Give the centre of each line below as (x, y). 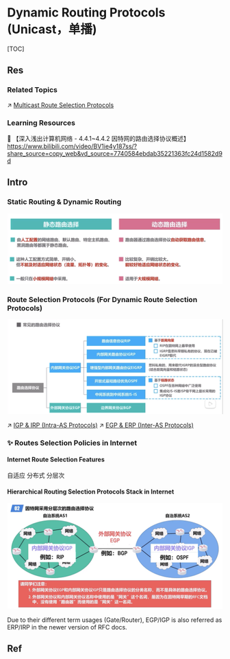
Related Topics (33, 90)
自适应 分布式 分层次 (36, 476)
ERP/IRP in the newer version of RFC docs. (67, 627)
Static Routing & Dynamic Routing (64, 202)
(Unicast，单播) (52, 30)
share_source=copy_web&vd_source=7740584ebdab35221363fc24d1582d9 (115, 153)
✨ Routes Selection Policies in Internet (72, 443)
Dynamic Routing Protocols (86, 13)
